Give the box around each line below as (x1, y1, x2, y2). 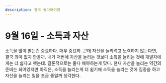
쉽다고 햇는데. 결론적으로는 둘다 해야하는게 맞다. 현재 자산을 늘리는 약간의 (19, 60, 162, 66)
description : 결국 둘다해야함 (5, 7, 61, 12)
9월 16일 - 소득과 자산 (5, 30, 89, 41)
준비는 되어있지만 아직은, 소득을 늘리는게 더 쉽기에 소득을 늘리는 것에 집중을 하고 (5, 66, 161, 72)
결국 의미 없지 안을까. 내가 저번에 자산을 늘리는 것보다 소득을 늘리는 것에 (5, 54, 144, 60)
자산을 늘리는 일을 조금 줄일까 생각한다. (5, 73, 81, 79)
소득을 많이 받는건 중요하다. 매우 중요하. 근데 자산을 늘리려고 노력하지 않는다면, (5, 48, 158, 54)
